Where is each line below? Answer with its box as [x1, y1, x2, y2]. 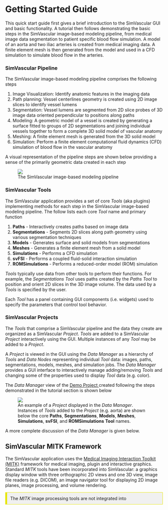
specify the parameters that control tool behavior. [5, 302, 107, 308]
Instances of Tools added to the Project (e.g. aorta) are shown [17, 407, 146, 413]
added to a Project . [5, 341, 44, 347]
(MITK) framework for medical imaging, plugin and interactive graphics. [5, 461, 152, 467]
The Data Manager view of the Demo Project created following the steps [5, 382, 155, 388]
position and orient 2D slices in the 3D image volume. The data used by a [5, 281, 156, 287]
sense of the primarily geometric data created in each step [5, 159, 126, 165]
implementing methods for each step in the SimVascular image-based [5, 203, 149, 209]
